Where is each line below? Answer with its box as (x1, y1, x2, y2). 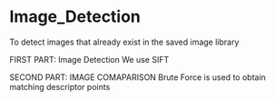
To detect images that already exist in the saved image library (9, 36, 240, 47)
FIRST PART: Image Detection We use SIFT (9, 54, 170, 65)
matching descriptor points (9, 81, 111, 92)
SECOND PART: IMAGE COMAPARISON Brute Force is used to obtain (9, 71, 266, 83)
